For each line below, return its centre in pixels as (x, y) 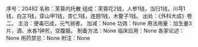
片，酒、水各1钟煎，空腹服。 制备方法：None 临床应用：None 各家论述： (95, 31)
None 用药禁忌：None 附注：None (48, 38)
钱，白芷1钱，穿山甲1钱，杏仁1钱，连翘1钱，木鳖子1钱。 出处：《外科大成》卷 (99, 16)
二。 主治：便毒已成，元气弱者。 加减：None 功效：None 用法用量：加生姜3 (99, 23)
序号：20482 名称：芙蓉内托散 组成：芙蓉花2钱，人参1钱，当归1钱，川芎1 (96, 9)
